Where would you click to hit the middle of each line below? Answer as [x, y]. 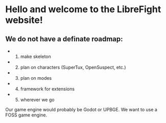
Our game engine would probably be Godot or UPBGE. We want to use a [81, 110]
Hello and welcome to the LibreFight [83, 9]
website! [24, 20]
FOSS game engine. [26, 115]
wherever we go [37, 100]
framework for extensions [48, 89]
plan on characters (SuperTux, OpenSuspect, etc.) [73, 67]
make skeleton [35, 56]
